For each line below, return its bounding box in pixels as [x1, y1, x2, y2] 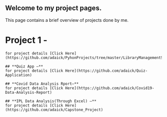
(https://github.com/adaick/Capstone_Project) [5, 107, 103, 112]
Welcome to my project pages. [5, 4, 102, 12]
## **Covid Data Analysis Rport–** [5, 81, 79, 86]
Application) [5, 72, 32, 77]
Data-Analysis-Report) [5, 90, 52, 95]
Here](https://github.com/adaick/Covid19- [65, 85, 155, 91]
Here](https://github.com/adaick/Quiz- [65, 68, 148, 73]
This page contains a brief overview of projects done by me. [5, 17, 129, 23]
